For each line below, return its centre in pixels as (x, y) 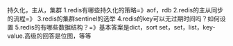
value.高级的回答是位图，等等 (49, 36)
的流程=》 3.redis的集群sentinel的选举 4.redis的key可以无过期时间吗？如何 (113, 19)
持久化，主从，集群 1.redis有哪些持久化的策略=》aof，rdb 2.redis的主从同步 (115, 10)
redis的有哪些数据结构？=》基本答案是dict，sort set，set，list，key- (118, 27)
